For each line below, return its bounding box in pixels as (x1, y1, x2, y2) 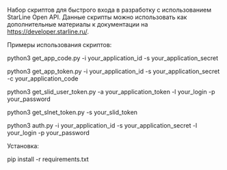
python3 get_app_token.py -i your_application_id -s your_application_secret (7, 68, 220, 75)
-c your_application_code (7, 74, 79, 83)
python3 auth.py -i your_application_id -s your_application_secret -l (7, 122, 198, 129)
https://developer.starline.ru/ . (7, 27, 89, 36)
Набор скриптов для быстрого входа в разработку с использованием (7, 6, 212, 14)
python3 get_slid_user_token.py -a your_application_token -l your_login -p (7, 88, 215, 96)
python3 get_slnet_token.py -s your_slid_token (7, 109, 138, 116)
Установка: (7, 142, 40, 150)
